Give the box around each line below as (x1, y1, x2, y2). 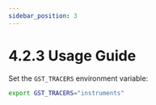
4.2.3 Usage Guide (8, 46, 137, 65)
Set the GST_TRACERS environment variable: (8, 73, 149, 83)
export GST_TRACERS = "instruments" (8, 89, 125, 97)
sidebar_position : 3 (8, 11, 78, 20)
